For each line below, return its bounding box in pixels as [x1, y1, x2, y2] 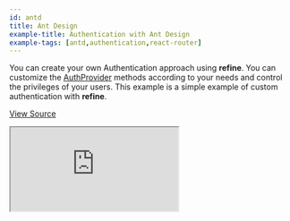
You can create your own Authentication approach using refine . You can [9, 63, 277, 73]
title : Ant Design [9, 21, 78, 30]
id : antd [9, 13, 42, 22]
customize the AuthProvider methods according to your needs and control [9, 72, 283, 83]
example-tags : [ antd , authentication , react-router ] [9, 38, 202, 47]
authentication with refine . [9, 91, 107, 102]
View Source [9, 108, 56, 119]
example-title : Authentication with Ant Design [9, 30, 191, 38]
